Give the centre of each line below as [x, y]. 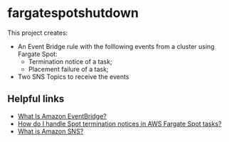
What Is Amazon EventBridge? [62, 116]
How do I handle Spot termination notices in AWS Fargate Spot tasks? [119, 124]
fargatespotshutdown [73, 13]
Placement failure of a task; [68, 69]
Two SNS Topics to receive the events [73, 77]
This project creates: [38, 33]
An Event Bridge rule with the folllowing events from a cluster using [116, 46]
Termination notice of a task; [70, 61]
